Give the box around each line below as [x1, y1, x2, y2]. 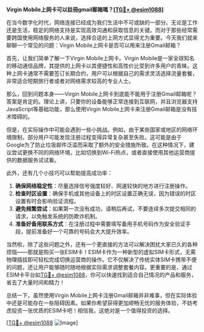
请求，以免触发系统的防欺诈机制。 [15, 213, 101, 220]
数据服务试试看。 [16, 156, 59, 164]
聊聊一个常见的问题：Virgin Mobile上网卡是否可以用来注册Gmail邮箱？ [6, 42, 182, 49]
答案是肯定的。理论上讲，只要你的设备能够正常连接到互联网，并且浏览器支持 [6, 98, 198, 105]
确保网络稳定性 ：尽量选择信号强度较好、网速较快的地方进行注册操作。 [15, 182, 191, 189]
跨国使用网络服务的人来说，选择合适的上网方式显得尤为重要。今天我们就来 [11, 34, 198, 41]
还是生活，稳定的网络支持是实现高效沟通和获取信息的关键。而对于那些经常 [6, 27, 192, 33]
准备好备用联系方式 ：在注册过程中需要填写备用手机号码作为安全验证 [15, 220, 186, 227]
